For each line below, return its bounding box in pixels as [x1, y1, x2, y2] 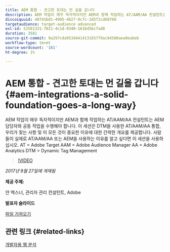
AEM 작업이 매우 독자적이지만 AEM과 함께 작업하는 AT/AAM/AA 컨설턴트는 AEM [5, 117, 164, 123]
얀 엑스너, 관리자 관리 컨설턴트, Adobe [5, 189, 81, 195]
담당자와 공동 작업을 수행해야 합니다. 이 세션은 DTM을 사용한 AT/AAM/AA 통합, [5, 123, 161, 129]
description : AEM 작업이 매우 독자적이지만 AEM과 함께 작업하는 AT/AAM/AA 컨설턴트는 [5, 12, 167, 17]
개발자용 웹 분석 [5, 241, 37, 248]
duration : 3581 [5, 31, 37, 36]
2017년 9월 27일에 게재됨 [5, 168, 56, 174]
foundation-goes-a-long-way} [5, 99, 137, 111]
